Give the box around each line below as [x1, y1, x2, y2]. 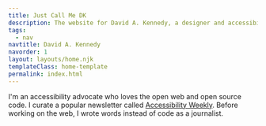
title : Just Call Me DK [8, 11, 87, 20]
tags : [8, 26, 26, 34]
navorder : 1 [8, 48, 47, 56]
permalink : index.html [8, 70, 83, 78]
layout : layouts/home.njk [8, 56, 93, 64]
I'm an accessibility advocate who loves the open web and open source [8, 91, 241, 101]
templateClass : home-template [8, 63, 108, 71]
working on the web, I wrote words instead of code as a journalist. [8, 108, 224, 118]
